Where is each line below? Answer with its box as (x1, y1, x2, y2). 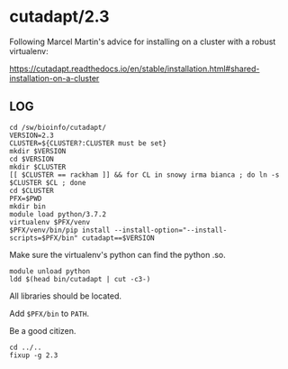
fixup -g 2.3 (9, 350, 58, 360)
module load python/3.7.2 (9, 209, 106, 218)
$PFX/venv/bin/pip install (9, 226, 111, 235)
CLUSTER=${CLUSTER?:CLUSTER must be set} (9, 138, 167, 148)
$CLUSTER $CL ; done (9, 178, 87, 187)
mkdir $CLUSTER (9, 162, 67, 171)
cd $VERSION (9, 154, 54, 163)
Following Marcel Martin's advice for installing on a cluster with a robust (9, 36, 276, 47)
